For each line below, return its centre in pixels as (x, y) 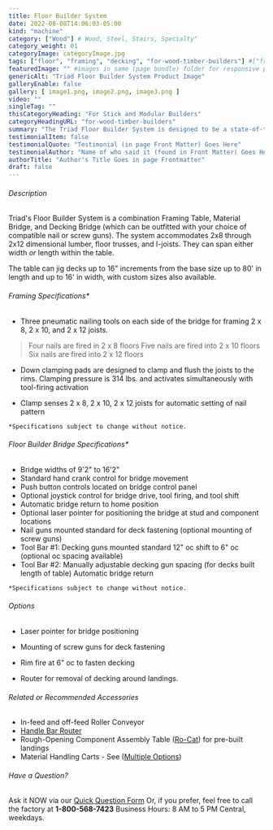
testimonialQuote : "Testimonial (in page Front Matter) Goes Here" (125, 144)
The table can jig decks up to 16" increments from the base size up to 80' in (135, 268)
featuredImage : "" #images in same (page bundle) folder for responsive (134, 69)
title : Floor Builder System (58, 16)
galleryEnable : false (45, 84)
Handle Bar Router (51, 731)
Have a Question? (39, 775)
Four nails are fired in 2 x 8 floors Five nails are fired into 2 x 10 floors (144, 345)
